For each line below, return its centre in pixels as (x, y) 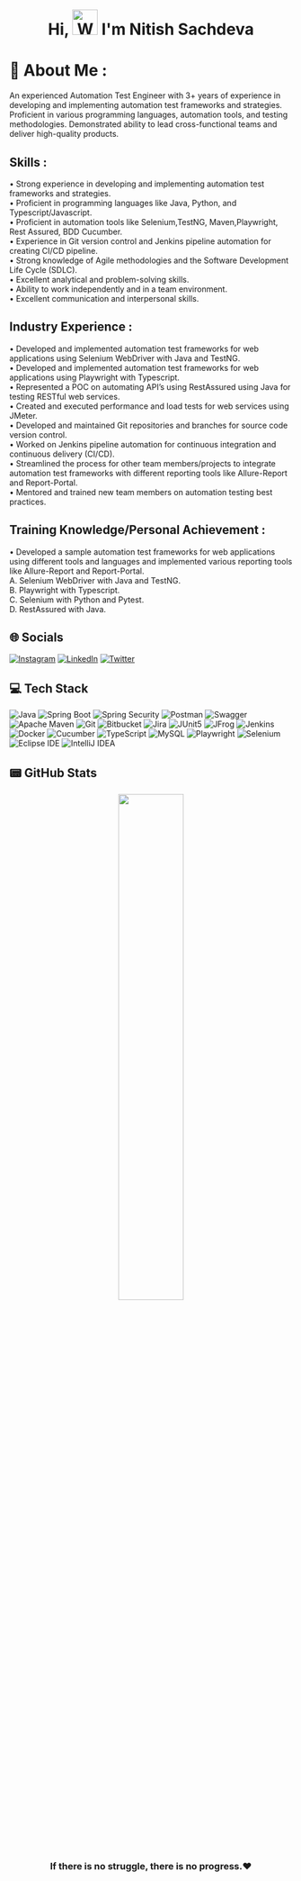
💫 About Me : (58, 71)
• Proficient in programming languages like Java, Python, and (123, 203)
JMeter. (23, 415)
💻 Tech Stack (49, 688)
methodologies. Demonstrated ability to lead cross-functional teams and (143, 124)
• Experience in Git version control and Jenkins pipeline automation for (141, 241)
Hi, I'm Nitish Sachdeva (151, 29)
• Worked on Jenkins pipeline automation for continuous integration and (143, 444)
